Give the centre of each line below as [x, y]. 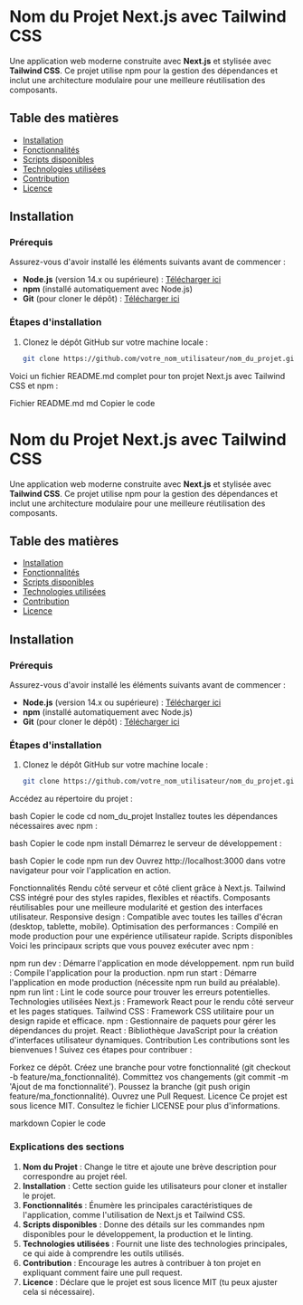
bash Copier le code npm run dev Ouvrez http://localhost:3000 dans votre [148, 861]
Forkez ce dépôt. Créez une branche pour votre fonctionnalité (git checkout [150, 1067]
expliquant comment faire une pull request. [102, 1272]
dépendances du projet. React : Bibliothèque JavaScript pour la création [144, 1031]
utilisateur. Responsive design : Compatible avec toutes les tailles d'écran [146, 917]
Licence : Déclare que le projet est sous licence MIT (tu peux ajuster [150, 1281]
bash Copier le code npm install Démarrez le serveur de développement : [146, 843]
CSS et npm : [34, 386]
